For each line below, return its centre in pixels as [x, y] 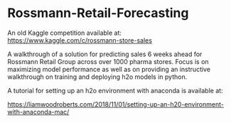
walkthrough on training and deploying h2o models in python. [97, 77]
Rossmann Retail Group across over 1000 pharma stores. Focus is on [108, 61]
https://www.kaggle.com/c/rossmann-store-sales [80, 40]
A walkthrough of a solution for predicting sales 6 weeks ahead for [105, 54]
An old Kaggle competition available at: [65, 33]
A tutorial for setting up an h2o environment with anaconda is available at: [115, 90]
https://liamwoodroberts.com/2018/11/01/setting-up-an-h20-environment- [116, 104]
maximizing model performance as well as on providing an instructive [109, 69]
